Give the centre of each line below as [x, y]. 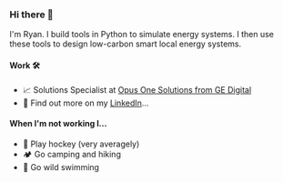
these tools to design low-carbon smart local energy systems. [126, 44]
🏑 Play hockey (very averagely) [81, 144]
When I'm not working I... [58, 124]
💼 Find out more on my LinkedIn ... [86, 103]
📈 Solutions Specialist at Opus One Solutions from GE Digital [137, 89]
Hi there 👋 [32, 15]
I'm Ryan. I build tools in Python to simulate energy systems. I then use [142, 35]
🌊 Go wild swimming [61, 167]
